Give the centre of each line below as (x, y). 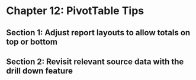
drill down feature (39, 71)
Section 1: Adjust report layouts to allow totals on (98, 33)
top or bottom (32, 41)
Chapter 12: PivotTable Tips (75, 11)
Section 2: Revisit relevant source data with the (95, 61)
